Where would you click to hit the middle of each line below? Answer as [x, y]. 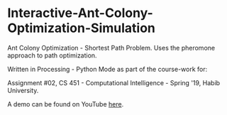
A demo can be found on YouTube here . [66, 104]
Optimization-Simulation [82, 28]
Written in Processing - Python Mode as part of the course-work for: [107, 69]
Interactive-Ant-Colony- [81, 13]
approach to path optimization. [52, 55]
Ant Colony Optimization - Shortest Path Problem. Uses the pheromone [111, 48]
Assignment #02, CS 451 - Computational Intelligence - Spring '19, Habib [114, 82]
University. [23, 90]
